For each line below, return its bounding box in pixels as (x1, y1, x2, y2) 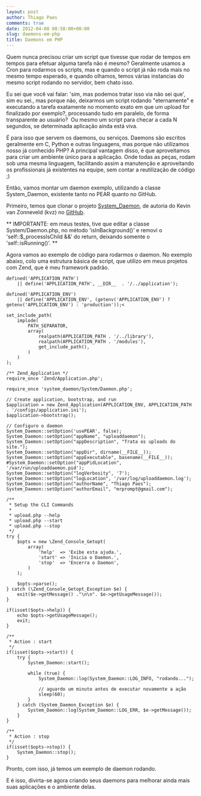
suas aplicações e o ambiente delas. (6, 783, 96, 790)
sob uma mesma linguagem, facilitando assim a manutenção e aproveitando (6, 160, 194, 167)
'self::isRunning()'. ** (6, 239, 58, 247)
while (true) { (28, 670, 66, 676)
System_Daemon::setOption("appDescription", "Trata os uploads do (6, 439, 176, 445)
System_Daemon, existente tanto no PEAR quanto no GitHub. (6, 191, 157, 197)
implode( (17, 318, 39, 324)
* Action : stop (8, 733, 50, 739)
